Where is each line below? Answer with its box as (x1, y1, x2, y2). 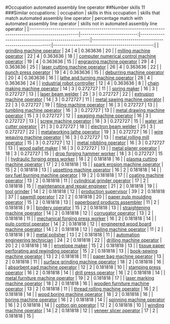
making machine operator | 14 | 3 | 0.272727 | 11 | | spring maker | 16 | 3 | (5, 86, 158, 91)
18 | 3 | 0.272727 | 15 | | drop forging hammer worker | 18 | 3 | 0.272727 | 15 (5, 150, 163, 156)
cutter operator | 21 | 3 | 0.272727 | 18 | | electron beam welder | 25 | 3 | (5, 123, 156, 129)
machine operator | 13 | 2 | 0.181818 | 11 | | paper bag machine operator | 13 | (5, 253, 164, 259)
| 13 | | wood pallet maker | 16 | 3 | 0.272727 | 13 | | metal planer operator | (5, 145, 160, 151)
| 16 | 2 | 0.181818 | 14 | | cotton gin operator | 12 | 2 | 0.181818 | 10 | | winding (5, 302, 164, 308)
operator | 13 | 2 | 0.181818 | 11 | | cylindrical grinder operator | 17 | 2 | (5, 178, 149, 183)
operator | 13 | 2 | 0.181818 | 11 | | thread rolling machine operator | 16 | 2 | (5, 286, 158, 292)
